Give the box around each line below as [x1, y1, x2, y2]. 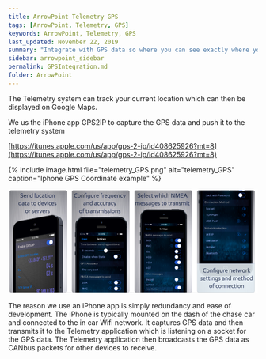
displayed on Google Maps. [8, 102, 97, 111]
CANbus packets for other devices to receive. [8, 342, 157, 352]
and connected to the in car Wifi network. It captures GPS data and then [8, 317, 244, 327]
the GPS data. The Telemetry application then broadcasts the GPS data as [8, 334, 249, 344]
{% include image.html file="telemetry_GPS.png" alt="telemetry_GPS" [8, 164, 235, 174]
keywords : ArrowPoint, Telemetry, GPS [8, 29, 136, 37]
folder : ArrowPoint [8, 71, 73, 79]
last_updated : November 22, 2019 [8, 38, 119, 46]
